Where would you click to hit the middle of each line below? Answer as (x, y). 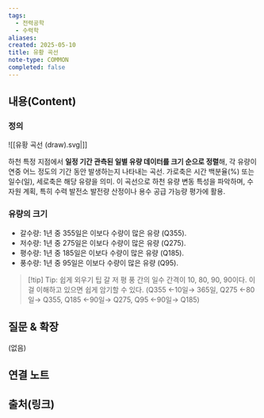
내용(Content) (42, 101)
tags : (17, 15)
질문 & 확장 (34, 327)
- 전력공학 (30, 23)
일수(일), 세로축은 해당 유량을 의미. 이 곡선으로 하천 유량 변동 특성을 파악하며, (127, 182)
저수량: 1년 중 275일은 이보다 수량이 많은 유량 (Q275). (103, 242)
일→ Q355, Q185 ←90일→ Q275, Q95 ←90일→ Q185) (113, 300)
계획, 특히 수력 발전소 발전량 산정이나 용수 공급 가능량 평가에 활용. (124, 192)
